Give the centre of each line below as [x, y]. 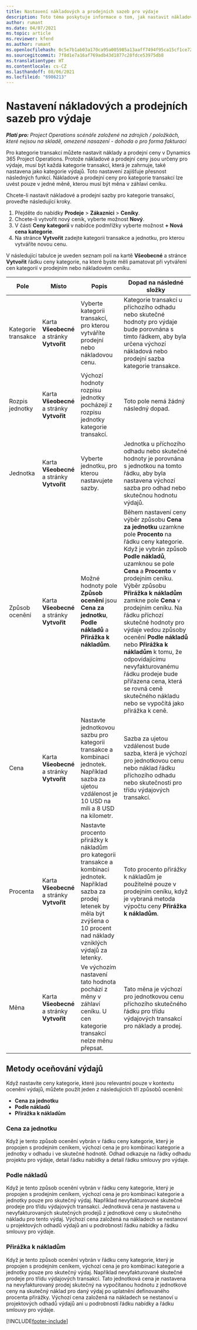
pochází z [94, 990]
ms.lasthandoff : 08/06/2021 [40, 72]
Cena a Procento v [150, 571]
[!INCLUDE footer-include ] [37, 1321]
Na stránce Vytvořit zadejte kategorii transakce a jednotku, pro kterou [99, 238]
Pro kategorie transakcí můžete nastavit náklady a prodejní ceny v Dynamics [98, 153]
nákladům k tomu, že [153, 652]
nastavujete [97, 481]
